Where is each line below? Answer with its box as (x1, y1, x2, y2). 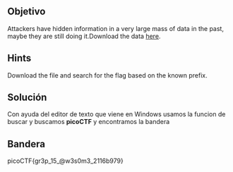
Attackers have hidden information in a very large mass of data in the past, (7, 24, 225, 32)
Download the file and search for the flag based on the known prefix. (7, 70, 208, 80)
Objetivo (7, 6, 46, 18)
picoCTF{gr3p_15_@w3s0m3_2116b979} (7, 156, 124, 165)
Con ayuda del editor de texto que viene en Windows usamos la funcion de (7, 110, 226, 118)
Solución (7, 92, 47, 104)
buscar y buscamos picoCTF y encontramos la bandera (7, 118, 170, 126)
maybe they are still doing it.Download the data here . (7, 32, 161, 40)
